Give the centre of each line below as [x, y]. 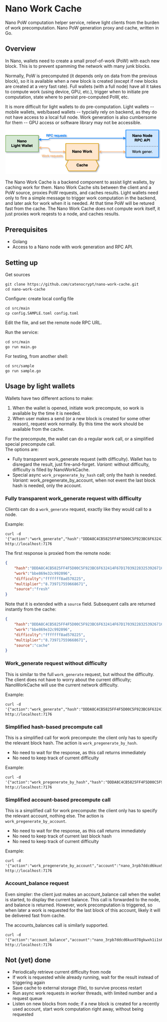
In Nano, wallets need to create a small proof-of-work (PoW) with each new [83, 61]
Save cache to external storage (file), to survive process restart [77, 988]
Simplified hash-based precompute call [54, 727]
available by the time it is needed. [46, 413]
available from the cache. [38, 429]
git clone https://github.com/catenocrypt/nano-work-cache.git [72, 284]
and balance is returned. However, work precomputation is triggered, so [79, 905]
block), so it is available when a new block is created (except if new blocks [82, 81]
